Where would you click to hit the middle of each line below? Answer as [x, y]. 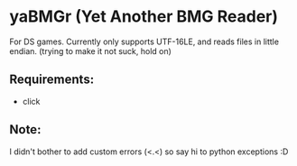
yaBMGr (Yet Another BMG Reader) [144, 17]
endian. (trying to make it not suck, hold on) [90, 51]
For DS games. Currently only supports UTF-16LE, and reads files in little [144, 41]
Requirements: [52, 80]
